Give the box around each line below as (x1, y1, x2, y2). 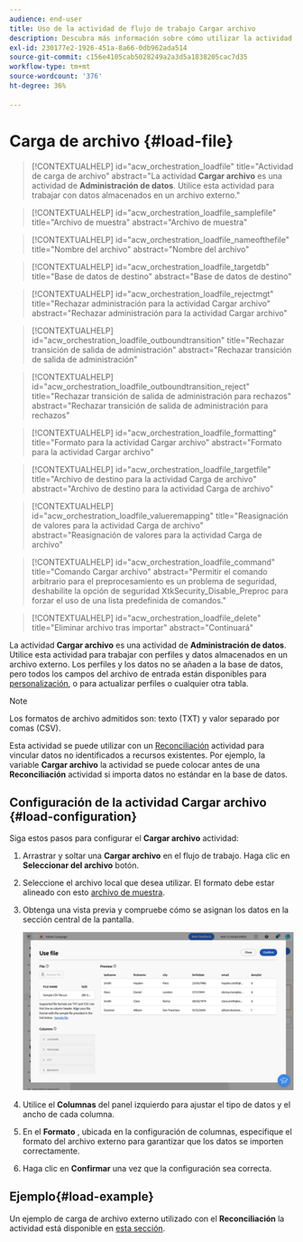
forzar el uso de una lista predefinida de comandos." (31, 594, 227, 605)
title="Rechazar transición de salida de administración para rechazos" (31, 390, 291, 401)
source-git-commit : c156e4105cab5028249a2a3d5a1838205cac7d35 (9, 52, 248, 62)
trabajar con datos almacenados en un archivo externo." (31, 190, 241, 201)
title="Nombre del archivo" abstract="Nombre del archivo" (31, 244, 250, 255)
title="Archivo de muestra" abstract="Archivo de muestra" (31, 217, 248, 228)
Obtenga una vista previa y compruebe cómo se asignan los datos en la (22, 904, 289, 916)
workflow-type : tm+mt (9, 62, 91, 71)
